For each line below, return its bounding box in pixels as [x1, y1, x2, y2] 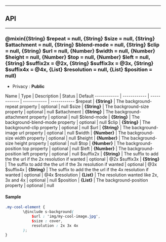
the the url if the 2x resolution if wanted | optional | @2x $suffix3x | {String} [5, 156, 160, 162]
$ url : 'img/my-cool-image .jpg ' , [31, 214, 100, 219]
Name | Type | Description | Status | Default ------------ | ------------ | [5, 93, 150, 99]
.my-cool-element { [5, 205, 45, 210]
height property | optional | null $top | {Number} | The [14, 141, 125, 146]
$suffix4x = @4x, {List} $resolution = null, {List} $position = [5, 66, 153, 73]
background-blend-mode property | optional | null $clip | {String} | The [5, 119, 151, 125]
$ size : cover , [31, 218, 63, 223]
